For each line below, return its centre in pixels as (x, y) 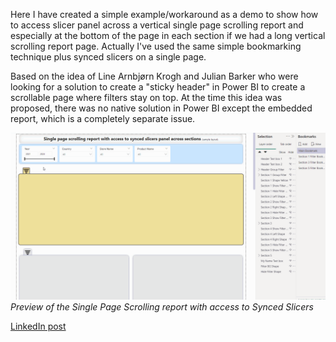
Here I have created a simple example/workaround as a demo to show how (164, 14)
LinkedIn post (38, 326)
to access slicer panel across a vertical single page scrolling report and (157, 25)
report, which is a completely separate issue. (103, 118)
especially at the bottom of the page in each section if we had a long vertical (168, 35)
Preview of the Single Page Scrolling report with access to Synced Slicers (162, 306)
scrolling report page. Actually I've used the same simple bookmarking (156, 46)
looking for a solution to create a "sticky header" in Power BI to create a (158, 87)
